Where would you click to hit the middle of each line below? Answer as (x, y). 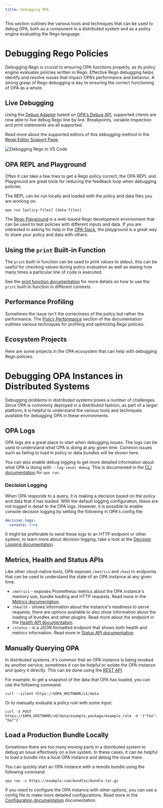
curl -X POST (18, 712)
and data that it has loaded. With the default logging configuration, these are (81, 501)
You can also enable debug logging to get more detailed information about (80, 462)
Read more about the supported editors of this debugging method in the (77, 135)
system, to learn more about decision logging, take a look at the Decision (78, 539)
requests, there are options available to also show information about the (84, 612)
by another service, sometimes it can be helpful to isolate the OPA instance (80, 665)
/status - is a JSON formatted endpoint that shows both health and (80, 628)
